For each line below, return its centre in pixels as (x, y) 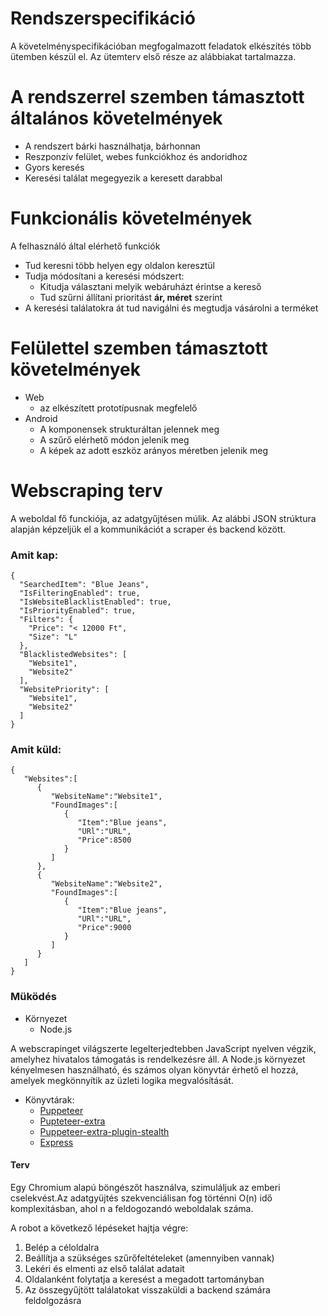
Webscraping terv (86, 490)
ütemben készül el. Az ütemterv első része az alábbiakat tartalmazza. (153, 56)
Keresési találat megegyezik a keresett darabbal (123, 178)
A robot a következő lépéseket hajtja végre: (99, 1228)
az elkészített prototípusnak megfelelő (118, 408)
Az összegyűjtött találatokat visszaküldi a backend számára (147, 1289)
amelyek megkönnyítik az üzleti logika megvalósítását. (122, 1080)
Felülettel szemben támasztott (139, 348)
